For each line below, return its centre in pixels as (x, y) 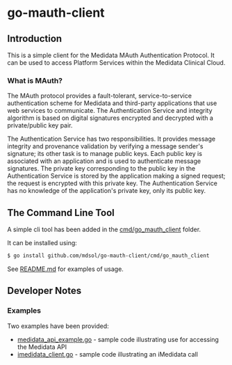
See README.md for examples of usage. (65, 269)
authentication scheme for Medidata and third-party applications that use (112, 103)
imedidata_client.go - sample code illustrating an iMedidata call (107, 354)
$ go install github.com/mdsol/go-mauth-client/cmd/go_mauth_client (108, 256)
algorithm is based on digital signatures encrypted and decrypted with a (110, 118)
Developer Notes (44, 291)
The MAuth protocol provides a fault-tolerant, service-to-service (100, 96)
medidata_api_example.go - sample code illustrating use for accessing (118, 339)
